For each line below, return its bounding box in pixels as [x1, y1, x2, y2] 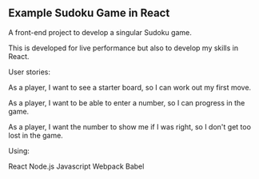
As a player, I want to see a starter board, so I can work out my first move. [8, 82, 252, 92]
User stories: [8, 67, 50, 77]
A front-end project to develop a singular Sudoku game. [8, 27, 192, 37]
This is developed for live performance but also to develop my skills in [8, 43, 238, 53]
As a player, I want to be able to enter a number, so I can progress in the [8, 97, 245, 107]
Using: [8, 145, 30, 155]
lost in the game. [8, 130, 64, 140]
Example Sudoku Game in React [8, 6, 170, 20]
